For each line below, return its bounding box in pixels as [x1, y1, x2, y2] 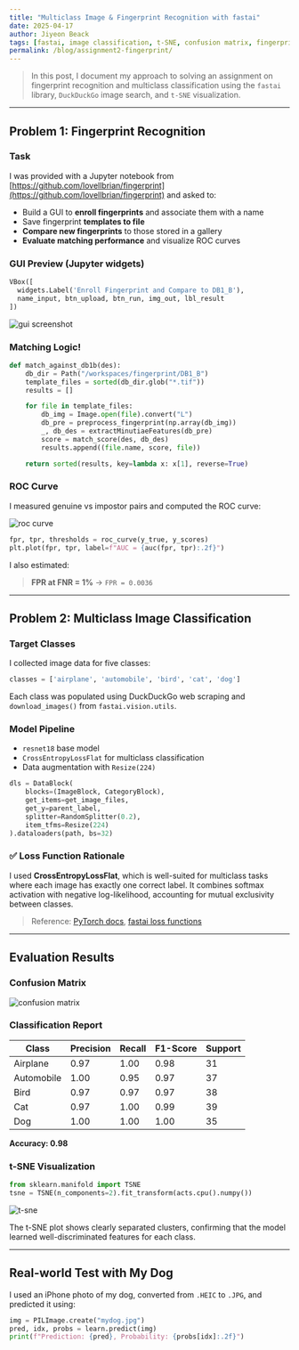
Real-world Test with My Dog [9, 1265, 174, 1281]
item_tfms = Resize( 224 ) [25, 820, 109, 829]
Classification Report [9, 1019, 103, 1031]
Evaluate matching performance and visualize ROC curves [21, 235, 241, 246]
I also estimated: [9, 559, 69, 570]
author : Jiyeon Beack [9, 29, 90, 38]
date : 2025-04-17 [9, 21, 74, 30]
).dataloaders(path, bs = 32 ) [9, 829, 114, 838]
